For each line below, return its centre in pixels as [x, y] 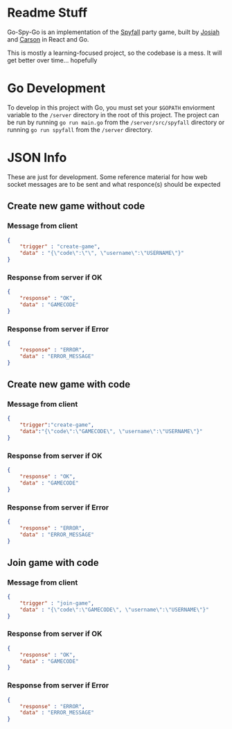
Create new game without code [76, 206]
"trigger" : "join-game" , [57, 603]
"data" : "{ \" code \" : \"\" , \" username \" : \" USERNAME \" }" [102, 253]
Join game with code [53, 563]
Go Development [56, 89]
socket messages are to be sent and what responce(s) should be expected [114, 184]
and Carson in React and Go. [48, 39]
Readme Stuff [47, 13]
